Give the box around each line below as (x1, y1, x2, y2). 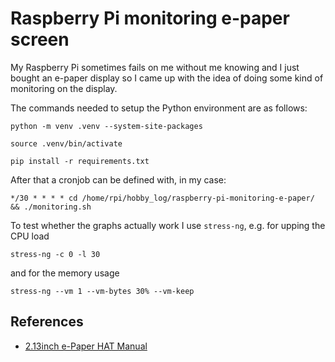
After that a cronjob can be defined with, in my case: (10, 173, 227, 186)
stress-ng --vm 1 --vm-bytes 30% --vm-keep (10, 286, 195, 296)
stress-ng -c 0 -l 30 (10, 249, 101, 259)
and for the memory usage (10, 267, 120, 279)
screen (10, 28, 70, 51)
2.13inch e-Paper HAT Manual (24, 340, 148, 352)
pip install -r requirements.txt (10, 156, 150, 166)
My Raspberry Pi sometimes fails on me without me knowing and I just (10, 61, 300, 73)
